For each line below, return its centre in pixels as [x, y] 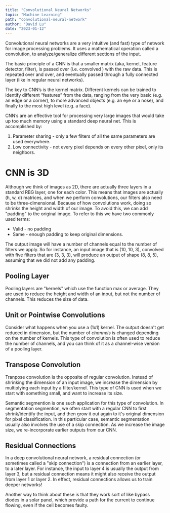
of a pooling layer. [24, 349]
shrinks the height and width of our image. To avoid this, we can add [77, 209]
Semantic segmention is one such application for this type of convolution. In [84, 403]
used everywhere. [31, 142]
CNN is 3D [27, 173]
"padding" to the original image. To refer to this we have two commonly [80, 214]
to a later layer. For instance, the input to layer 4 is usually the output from [82, 468]
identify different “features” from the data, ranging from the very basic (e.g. [84, 95]
